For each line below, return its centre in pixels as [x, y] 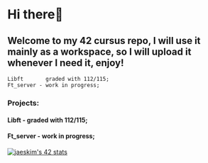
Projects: [23, 103]
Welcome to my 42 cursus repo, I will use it [104, 41]
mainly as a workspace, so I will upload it [99, 51]
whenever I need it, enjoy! [66, 63]
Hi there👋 [35, 15]
